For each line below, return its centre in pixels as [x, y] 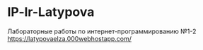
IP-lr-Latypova [51, 12]
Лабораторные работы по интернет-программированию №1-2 [102, 31]
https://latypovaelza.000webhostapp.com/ [70, 38]
